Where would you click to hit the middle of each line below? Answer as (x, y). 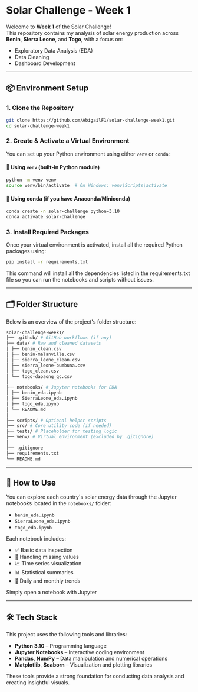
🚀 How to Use (31, 483)
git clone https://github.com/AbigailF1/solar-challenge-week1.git (91, 120)
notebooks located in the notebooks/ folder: (59, 503)
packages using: (26, 251)
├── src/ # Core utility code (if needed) (59, 426)
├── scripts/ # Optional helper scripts (57, 421)
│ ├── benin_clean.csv (34, 349)
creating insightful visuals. (38, 683)
